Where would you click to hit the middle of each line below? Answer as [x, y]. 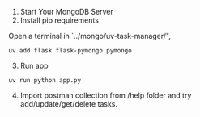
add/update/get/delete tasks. [68, 104]
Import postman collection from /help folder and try [106, 95]
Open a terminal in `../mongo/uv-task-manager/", [90, 36]
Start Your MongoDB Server [66, 12]
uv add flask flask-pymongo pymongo [70, 51]
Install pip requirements [60, 20]
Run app [34, 65]
